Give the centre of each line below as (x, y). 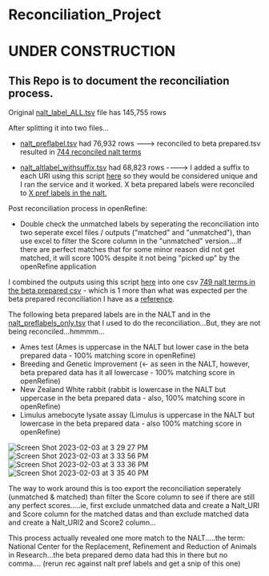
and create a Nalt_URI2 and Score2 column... (82, 522)
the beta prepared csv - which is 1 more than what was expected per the (128, 290)
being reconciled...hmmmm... (56, 332)
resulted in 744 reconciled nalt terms (80, 152)
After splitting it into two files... (59, 128)
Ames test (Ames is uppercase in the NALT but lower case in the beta (134, 347)
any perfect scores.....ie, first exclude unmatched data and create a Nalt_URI (134, 506)
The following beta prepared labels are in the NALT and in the (109, 314)
